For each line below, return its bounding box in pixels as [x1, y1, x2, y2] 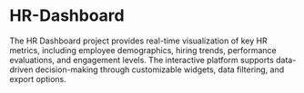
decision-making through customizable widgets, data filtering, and [35, 64, 285, 75]
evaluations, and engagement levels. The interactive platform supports [9, 54, 275, 65]
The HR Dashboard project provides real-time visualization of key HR [9, 35, 269, 46]
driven [9, 64, 34, 75]
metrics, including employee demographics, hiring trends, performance [9, 44, 278, 55]
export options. [9, 73, 66, 84]
